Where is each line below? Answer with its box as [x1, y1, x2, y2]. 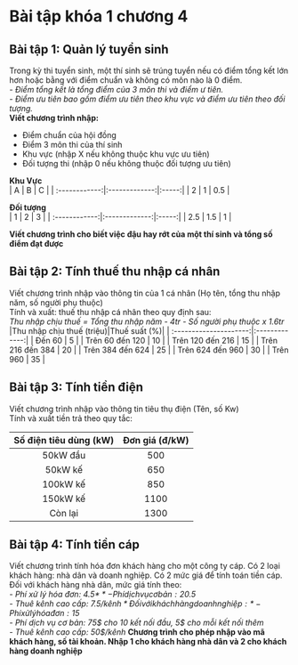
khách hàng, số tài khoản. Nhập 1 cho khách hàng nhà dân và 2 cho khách [9, 637, 287, 647]
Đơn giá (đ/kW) [123, 434, 189, 446]
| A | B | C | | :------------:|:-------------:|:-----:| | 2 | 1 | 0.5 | [9, 185, 230, 195]
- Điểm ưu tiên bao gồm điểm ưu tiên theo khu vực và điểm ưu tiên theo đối [9, 93, 286, 104]
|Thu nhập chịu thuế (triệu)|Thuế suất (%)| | [9, 325, 170, 336]
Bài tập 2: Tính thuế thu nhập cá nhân [9, 264, 221, 280]
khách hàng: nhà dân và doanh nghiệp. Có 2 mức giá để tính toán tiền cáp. [9, 570, 283, 580]
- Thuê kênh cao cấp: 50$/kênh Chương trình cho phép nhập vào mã [9, 627, 265, 637]
